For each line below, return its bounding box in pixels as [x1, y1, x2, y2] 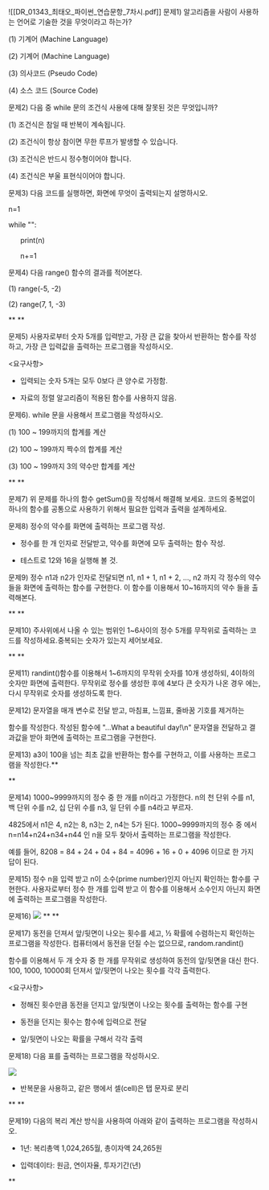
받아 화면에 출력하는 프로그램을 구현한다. [29, 733, 157, 742]
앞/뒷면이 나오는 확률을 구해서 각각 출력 [19, 1034, 143, 1043]
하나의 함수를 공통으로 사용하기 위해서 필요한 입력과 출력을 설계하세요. [8, 504, 227, 514]
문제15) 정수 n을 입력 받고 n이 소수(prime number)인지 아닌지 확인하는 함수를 [8, 874, 251, 883]
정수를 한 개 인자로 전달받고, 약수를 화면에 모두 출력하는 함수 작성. [19, 539, 226, 547]
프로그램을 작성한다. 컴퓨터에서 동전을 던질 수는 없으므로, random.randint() [8, 939, 244, 948]
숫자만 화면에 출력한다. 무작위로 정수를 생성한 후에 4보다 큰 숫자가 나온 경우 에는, [8, 679, 261, 688]
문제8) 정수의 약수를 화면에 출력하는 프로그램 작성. [8, 522, 165, 531]
